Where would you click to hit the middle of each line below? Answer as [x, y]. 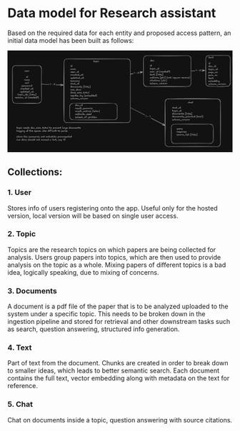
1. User [20, 193]
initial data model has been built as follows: [71, 40]
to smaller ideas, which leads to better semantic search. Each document [114, 371]
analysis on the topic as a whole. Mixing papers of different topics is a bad [117, 265]
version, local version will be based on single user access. [93, 215]
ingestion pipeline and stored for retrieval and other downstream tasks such [119, 322]
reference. [22, 386]
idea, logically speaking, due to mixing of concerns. [83, 272]
